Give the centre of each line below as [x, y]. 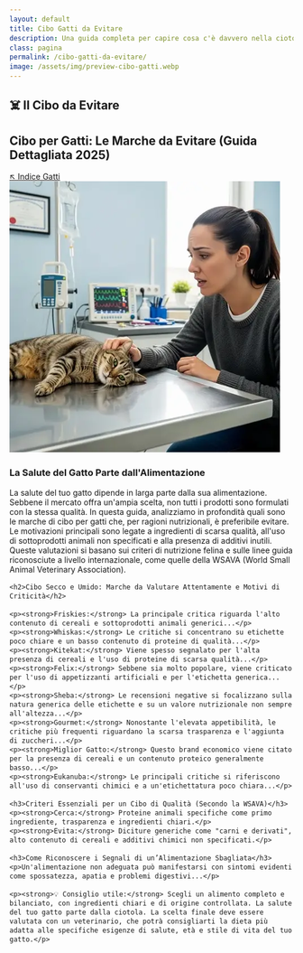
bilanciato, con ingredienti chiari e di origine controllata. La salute [151, 903]
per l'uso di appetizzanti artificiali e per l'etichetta [120, 677]
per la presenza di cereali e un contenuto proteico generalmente [137, 759]
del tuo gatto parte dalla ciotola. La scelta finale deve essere [137, 912]
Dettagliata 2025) [60, 155]
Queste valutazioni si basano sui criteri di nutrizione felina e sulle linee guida [151, 550]
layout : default [40, 19]
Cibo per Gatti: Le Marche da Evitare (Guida [133, 140]
